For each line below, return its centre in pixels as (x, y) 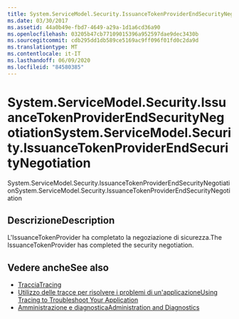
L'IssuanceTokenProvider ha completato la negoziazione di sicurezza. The (115, 238)
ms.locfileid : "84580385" (46, 67)
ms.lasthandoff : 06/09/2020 (49, 61)
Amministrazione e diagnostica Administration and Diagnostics (108, 308)
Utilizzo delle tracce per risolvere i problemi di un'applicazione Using (118, 293)
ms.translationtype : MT (43, 47)
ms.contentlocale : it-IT (44, 54)
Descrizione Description (61, 220)
